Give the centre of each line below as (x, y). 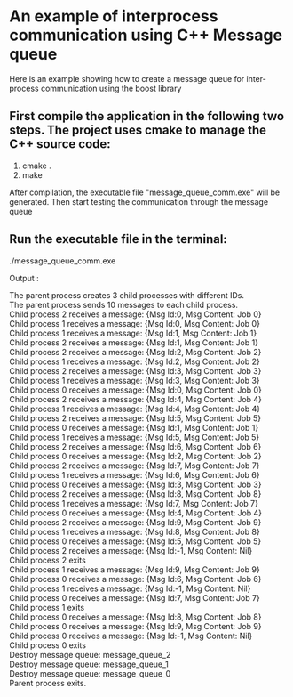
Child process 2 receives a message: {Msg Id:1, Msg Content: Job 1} (134, 342)
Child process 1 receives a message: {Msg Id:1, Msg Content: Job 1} (133, 333)
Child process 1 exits (47, 607)
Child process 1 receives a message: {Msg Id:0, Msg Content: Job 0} (135, 323)
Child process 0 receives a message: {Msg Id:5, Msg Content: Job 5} (135, 541)
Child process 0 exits (48, 645)
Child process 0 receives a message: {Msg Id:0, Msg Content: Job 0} (135, 390)
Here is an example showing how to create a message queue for (127, 78)
